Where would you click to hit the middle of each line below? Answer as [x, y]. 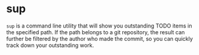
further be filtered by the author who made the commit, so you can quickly [100, 38]
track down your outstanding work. [50, 45]
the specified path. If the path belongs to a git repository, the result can [96, 32]
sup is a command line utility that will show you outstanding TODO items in [99, 26]
